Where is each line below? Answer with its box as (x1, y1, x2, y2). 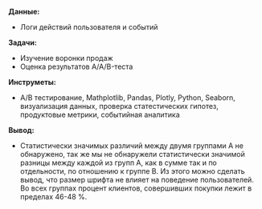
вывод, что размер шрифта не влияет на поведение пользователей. (19, 175, 255, 184)
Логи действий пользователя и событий (19, 22, 158, 31)
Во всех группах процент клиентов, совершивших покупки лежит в (19, 183, 252, 193)
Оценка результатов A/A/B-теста (19, 62, 133, 71)
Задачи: (8, 38, 38, 47)
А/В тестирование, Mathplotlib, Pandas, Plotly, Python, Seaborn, (19, 93, 235, 102)
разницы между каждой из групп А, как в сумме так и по (19, 158, 217, 167)
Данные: (8, 7, 40, 16)
